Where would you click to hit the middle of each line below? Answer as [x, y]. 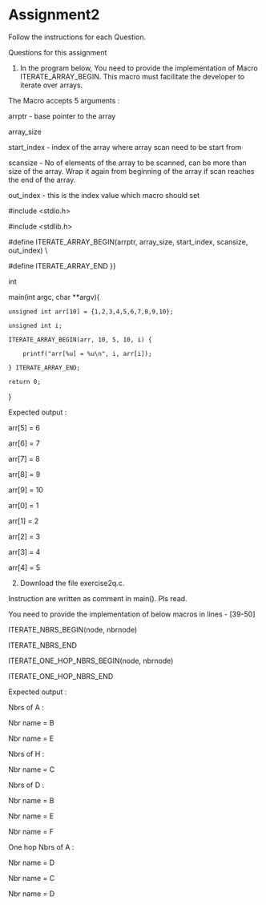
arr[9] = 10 [26, 490]
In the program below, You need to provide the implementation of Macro [139, 68]
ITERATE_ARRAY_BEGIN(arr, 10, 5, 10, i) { [80, 339]
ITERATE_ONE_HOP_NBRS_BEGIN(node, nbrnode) [91, 661]
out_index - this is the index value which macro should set [104, 195]
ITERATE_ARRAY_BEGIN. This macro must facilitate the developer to [132, 76]
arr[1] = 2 [24, 521]
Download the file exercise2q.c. [72, 583]
